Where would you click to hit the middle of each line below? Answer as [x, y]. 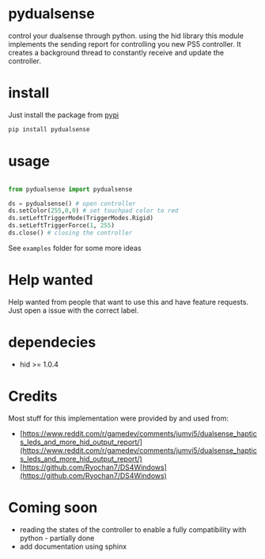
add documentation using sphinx [73, 546]
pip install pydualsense [49, 129]
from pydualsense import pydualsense [70, 189]
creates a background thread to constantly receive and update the [116, 52]
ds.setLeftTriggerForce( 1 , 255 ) [61, 226]
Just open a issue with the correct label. [74, 310]
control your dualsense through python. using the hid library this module [126, 36]
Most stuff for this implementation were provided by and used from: [119, 418]
